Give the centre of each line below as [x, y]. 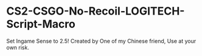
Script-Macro [41, 24]
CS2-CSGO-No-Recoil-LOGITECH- [96, 11]
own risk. [18, 47]
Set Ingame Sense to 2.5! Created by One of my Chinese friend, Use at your [101, 41]
